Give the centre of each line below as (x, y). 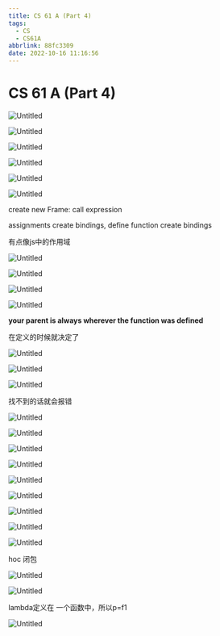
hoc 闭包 (23, 559)
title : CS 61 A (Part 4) (50, 16)
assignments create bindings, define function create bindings (110, 225)
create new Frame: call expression (65, 209)
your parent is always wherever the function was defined (106, 320)
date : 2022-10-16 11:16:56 (54, 53)
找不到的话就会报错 (40, 401)
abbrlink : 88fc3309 (41, 46)
